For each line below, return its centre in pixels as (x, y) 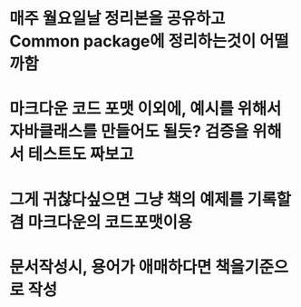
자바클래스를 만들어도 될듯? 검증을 (129, 132)
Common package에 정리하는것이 (133, 41)
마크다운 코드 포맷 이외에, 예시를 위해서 (146, 109)
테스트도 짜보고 (81, 154)
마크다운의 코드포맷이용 (110, 222)
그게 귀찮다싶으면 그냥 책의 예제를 (126, 199)
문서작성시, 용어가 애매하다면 (111, 267)
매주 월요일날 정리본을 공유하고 (117, 19)
